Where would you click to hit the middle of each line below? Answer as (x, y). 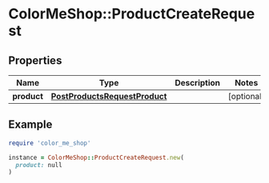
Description (198, 83)
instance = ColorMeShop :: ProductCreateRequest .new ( (96, 157)
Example (30, 125)
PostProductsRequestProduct (109, 96)
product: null (39, 165)
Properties (35, 60)
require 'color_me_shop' (50, 143)
